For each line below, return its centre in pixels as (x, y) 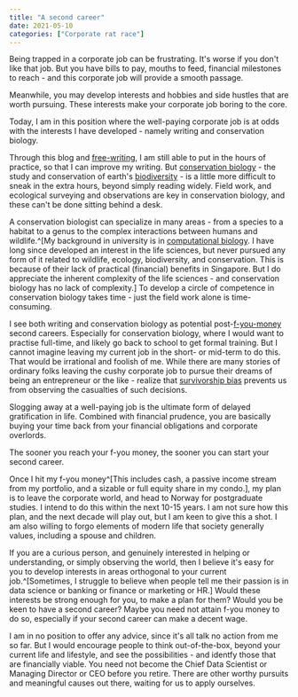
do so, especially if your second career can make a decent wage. (129, 619)
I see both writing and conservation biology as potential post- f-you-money (145, 324)
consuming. (31, 307)
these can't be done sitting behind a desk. (86, 205)
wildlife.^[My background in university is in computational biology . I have (142, 241)
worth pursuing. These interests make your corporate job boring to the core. (149, 105)
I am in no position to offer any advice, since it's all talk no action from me (144, 636)
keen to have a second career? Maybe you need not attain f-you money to (145, 609)
